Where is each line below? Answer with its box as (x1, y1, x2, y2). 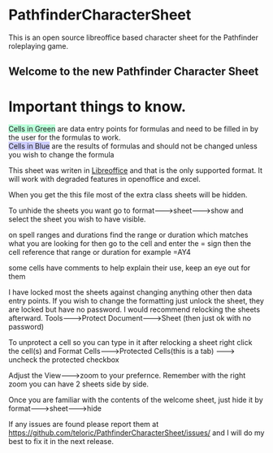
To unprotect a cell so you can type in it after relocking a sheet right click (8, 338, 253, 347)
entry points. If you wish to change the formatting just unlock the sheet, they (8, 296, 264, 306)
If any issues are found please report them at (8, 420, 159, 429)
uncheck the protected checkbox (8, 355, 119, 365)
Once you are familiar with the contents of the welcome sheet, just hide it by (8, 395, 264, 405)
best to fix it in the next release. (8, 437, 114, 447)
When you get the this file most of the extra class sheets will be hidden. (8, 190, 248, 200)
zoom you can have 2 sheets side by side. (8, 379, 149, 389)
